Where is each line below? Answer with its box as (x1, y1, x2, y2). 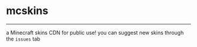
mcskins (6, 4, 49, 18)
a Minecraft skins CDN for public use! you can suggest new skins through (6, 29, 184, 36)
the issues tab (6, 35, 40, 42)
